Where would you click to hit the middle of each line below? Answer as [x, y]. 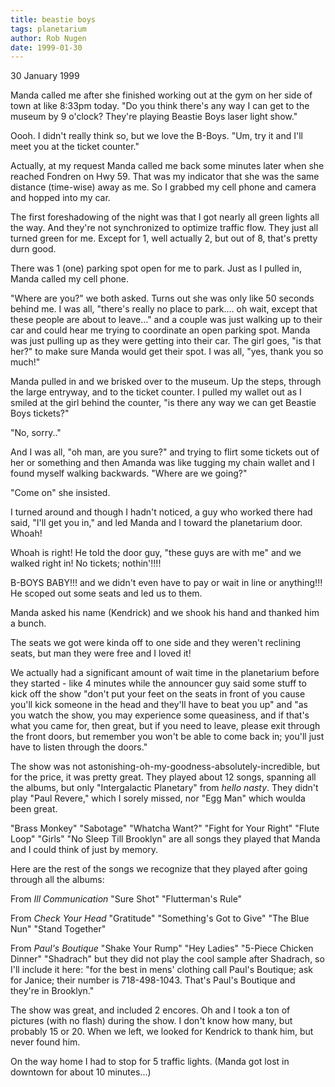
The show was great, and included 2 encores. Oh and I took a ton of [150, 1010]
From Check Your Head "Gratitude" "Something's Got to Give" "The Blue [160, 918]
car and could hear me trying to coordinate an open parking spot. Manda [160, 330]
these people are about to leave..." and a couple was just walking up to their [166, 320]
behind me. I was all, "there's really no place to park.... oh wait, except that [164, 309]
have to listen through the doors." [79, 747]
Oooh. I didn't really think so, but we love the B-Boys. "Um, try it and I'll [156, 136]
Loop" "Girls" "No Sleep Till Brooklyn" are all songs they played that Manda [165, 839]
